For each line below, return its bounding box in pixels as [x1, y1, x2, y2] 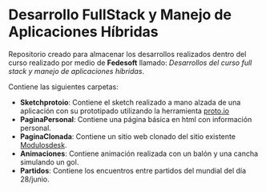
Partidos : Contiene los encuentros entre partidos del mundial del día [19, 165, 247, 175]
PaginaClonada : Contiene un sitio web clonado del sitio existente [19, 131, 236, 141]
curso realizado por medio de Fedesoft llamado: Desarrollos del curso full [8, 58, 252, 67]
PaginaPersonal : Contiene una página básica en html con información [19, 114, 252, 124]
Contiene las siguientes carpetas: [8, 82, 119, 92]
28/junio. [19, 174, 50, 184]
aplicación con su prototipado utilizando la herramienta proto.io [19, 106, 230, 116]
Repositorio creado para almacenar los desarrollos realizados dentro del [8, 49, 247, 59]
